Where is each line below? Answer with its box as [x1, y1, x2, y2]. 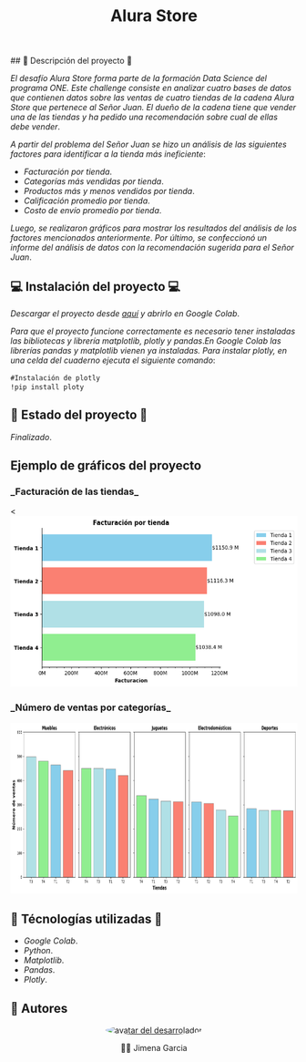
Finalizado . [10, 431, 53, 442]
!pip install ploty [10, 382, 85, 392]
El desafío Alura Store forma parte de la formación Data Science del [10, 72, 268, 83]
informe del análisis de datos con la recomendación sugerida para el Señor [10, 242, 295, 253]
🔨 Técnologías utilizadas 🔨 [10, 911, 163, 926]
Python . [23, 945, 54, 956]
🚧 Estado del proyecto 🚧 [10, 407, 148, 423]
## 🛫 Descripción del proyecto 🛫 [10, 55, 133, 66]
